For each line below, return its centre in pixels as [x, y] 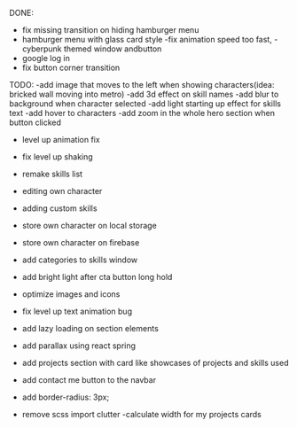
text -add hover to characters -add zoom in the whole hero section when [142, 113]
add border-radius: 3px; [66, 397]
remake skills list [52, 174]
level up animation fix [61, 140]
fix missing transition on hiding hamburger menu [110, 30]
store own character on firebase [81, 242]
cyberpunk [42, 49]
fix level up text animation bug [77, 311]
